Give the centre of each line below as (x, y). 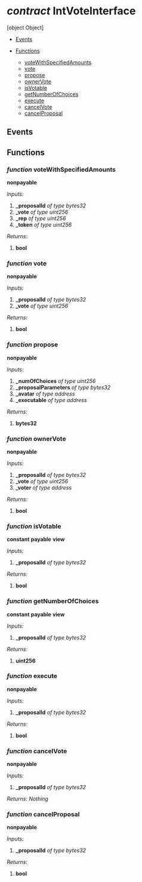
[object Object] (25, 28)
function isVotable (34, 526)
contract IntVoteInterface (71, 11)
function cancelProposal (43, 814)
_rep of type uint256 (41, 218)
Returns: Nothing (27, 799)
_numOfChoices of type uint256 (55, 381)
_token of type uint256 (44, 225)
